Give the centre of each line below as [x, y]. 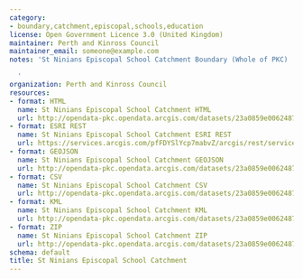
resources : [30, 93]
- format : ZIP [36, 227]
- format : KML [36, 202]
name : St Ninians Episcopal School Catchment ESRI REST [124, 135]
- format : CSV [36, 177]
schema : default [40, 252]
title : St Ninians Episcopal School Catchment [98, 261]
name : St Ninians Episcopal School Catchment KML [112, 210]
